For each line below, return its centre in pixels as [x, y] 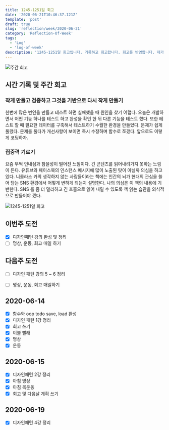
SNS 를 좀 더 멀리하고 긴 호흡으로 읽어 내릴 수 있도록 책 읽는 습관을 [86, 189]
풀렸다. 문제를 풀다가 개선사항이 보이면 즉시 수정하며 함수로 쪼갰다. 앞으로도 [79, 132]
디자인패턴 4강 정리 [32, 422]
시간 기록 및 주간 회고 [36, 85]
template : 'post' [23, 19]
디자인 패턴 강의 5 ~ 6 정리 [39, 274]
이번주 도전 [21, 224]
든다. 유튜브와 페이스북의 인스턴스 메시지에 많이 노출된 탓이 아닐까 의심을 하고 [87, 170]
